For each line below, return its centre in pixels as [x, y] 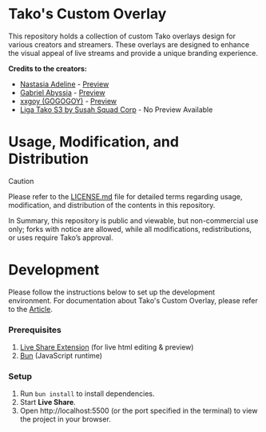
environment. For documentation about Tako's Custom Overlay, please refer [133, 300]
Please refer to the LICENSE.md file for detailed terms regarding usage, [125, 196]
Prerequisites [35, 330]
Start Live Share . [48, 402]
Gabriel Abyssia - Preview [62, 92]
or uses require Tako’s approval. [61, 238]
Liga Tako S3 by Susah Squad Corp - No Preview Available [116, 110]
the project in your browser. [66, 419]
